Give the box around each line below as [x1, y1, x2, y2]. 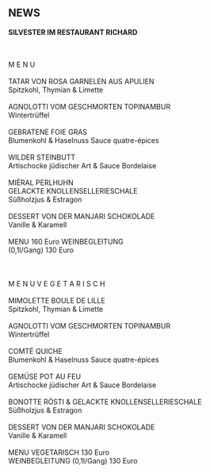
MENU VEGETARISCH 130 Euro [8, 448, 109, 457]
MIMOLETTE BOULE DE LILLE [8, 295, 105, 305]
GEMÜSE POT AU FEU [8, 371, 82, 381]
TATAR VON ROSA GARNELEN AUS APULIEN [8, 76, 155, 86]
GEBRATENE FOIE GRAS [8, 127, 88, 137]
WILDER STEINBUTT [8, 152, 76, 162]
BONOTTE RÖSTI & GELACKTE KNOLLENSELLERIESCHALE [8, 397, 202, 406]
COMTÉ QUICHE [8, 346, 63, 356]
